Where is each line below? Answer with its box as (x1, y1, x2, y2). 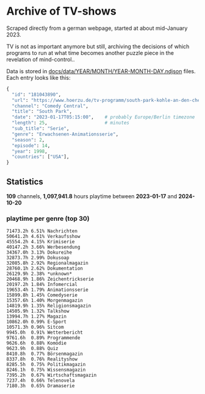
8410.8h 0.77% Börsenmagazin (6, 351, 84, 357)
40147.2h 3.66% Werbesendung (6, 244, 81, 251)
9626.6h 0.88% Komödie (6, 340, 67, 346)
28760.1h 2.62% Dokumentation (6, 265, 84, 272)
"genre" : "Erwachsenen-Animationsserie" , (12, 131, 119, 137)
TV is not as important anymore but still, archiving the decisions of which (6, 43, 190, 50)
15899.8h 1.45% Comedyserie (6, 292, 78, 298)
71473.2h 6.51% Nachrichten (6, 228, 78, 234)
